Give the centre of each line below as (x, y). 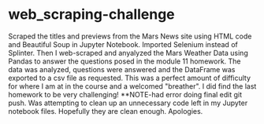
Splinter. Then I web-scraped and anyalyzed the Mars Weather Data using (128, 53)
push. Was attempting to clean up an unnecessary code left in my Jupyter (128, 103)
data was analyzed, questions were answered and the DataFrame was (122, 69)
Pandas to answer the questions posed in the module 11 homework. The (125, 61)
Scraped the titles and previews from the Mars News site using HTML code (130, 36)
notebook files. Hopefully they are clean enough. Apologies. (106, 111)
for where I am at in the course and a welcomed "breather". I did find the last (132, 86)
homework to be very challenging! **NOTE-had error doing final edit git (125, 94)
